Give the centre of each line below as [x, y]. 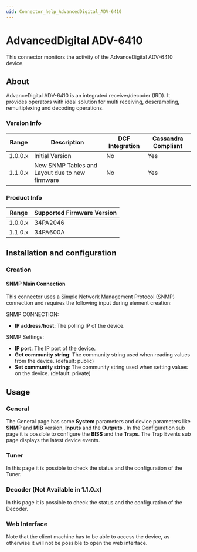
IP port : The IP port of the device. [55, 349]
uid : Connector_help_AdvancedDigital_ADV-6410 [64, 11]
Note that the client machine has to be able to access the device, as [88, 537]
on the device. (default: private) [52, 373]
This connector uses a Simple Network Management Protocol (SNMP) [90, 297]
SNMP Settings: [25, 337]
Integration [124, 146]
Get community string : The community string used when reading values [102, 355]
